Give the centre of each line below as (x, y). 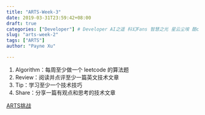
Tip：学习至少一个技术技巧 (49, 85)
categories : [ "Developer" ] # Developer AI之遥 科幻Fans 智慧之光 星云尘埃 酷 (102, 29)
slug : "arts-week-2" (33, 35)
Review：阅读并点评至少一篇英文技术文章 (67, 77)
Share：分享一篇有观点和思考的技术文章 (65, 92)
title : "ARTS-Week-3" (34, 12)
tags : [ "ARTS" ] (26, 40)
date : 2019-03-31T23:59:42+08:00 (49, 18)
